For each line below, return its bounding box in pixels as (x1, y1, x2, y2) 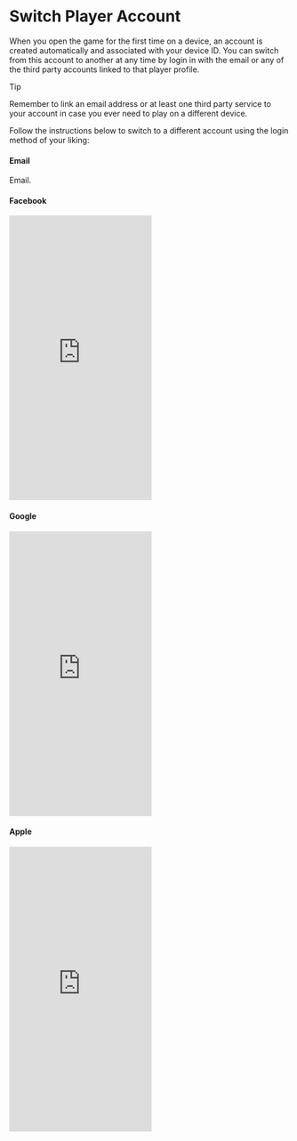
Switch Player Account (9, 6, 181, 27)
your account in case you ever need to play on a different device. (9, 108, 248, 118)
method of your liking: (9, 134, 90, 145)
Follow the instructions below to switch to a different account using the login (9, 125, 289, 135)
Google (9, 510, 37, 522)
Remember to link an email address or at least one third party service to (9, 98, 272, 109)
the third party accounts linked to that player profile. (9, 64, 200, 75)
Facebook (9, 195, 47, 206)
